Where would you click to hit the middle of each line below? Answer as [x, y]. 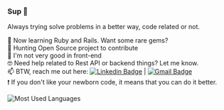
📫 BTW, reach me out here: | [77, 72]
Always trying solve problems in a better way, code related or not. [104, 27]
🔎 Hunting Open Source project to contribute [73, 48]
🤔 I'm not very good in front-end [54, 55]
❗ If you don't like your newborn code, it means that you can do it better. [112, 82]
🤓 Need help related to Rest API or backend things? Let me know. [103, 63]
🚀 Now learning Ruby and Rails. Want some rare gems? [88, 40]
